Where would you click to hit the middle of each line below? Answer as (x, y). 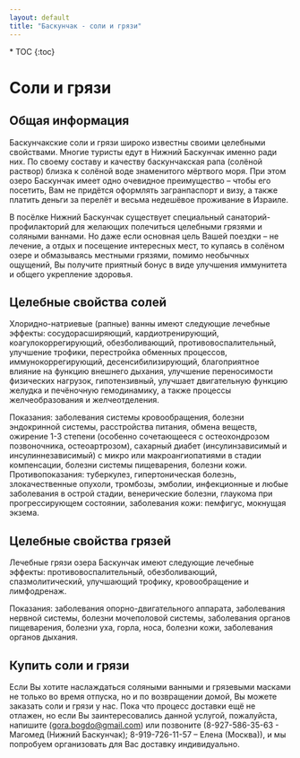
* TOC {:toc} (32, 51)
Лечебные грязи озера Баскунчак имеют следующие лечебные (132, 562)
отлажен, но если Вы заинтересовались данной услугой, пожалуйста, (143, 715)
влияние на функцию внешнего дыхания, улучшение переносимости (141, 371)
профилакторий (39, 226)
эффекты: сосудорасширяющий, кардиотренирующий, (114, 334)
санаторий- (249, 217)
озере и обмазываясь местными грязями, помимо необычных (129, 255)
